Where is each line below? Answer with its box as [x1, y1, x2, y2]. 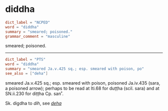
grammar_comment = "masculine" [5, 34, 70, 39]
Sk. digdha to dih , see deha [5, 100, 62, 106]
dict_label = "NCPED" [5, 20, 50, 25]
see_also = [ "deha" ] [5, 71, 48, 76]
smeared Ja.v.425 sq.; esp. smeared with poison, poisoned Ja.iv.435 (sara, [5, 80, 160, 86]
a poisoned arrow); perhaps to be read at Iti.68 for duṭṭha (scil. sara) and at [5, 85, 160, 91]
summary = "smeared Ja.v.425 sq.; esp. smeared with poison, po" [5, 66, 144, 72]
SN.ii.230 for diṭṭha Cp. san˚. [5, 91, 64, 97]
